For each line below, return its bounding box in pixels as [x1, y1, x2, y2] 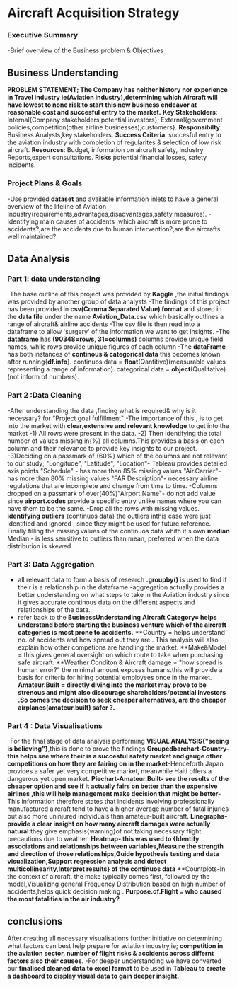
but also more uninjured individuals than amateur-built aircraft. [7, 812, 190, 821]
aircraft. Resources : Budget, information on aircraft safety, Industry [7, 146, 204, 154]
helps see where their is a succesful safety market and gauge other [20, 752, 223, 761]
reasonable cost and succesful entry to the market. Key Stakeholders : [7, 108, 218, 117]
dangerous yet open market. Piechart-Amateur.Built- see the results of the [7, 775, 229, 783]
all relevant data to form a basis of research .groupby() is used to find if [17, 575, 228, 584]
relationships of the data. [17, 605, 91, 613]
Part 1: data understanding [7, 274, 100, 284]
